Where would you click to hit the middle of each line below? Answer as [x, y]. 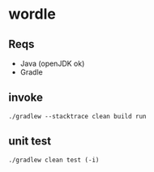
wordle [32, 14]
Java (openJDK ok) [52, 63]
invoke [26, 98]
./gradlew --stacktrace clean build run [78, 116]
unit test [30, 142]
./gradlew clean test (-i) [54, 160]
